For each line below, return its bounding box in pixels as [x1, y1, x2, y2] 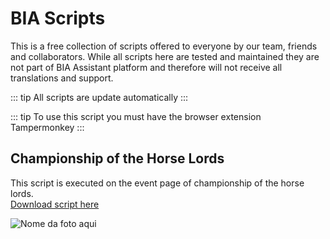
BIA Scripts [10, 7, 106, 30]
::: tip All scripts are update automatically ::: [10, 91, 189, 103]
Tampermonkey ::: [10, 121, 85, 133]
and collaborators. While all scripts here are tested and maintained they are [10, 50, 320, 62]
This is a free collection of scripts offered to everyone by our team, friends [10, 40, 318, 52]
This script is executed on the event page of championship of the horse [10, 177, 305, 189]
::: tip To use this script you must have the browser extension [10, 110, 262, 122]
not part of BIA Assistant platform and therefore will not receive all [10, 61, 283, 73]
